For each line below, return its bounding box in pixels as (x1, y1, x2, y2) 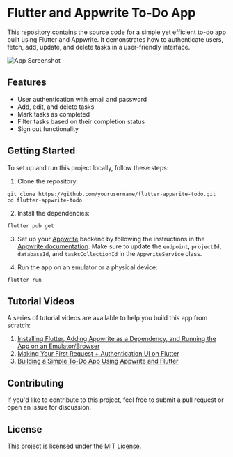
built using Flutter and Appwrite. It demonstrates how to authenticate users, (7, 35, 224, 43)
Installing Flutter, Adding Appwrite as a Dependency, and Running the (17, 335, 217, 343)
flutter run (7, 276, 42, 283)
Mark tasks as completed (17, 110, 90, 118)
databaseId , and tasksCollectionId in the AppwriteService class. (17, 249, 202, 257)
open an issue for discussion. (7, 403, 92, 412)
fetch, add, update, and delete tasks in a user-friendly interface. (7, 43, 191, 51)
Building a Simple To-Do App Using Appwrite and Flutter (17, 357, 179, 366)
